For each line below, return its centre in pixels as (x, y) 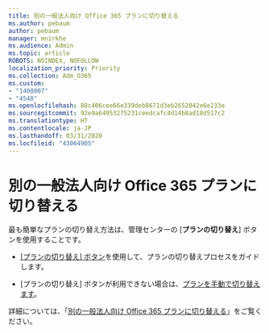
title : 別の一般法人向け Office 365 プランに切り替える (93, 16)
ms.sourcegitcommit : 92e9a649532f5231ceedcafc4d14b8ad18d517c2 (117, 114)
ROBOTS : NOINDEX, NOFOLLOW (54, 61)
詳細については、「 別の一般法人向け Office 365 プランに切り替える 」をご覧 (132, 311)
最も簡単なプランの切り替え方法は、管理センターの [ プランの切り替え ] (125, 230)
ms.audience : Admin (41, 46)
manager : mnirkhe (37, 38)
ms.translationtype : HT (48, 121)
